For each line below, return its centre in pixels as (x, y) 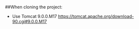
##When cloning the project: (34, 7)
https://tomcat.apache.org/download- (96, 16)
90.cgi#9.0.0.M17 (30, 22)
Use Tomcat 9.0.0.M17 (34, 16)
